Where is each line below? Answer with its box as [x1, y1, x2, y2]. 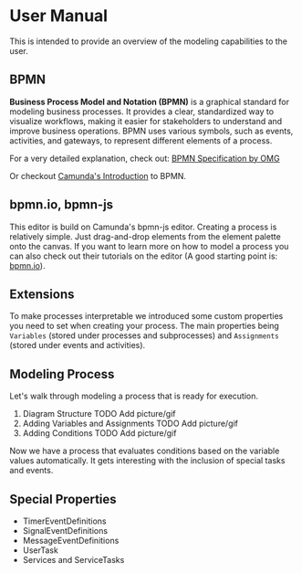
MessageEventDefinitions [22, 536, 120, 546]
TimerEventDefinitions [22, 515, 107, 526]
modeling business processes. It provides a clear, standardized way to [9, 106, 275, 117]
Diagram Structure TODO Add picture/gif [22, 409, 176, 419]
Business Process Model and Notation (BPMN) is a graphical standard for [9, 96, 290, 107]
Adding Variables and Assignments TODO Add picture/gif [22, 418, 239, 430]
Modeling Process [9, 366, 115, 382]
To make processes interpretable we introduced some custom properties [9, 311, 284, 322]
